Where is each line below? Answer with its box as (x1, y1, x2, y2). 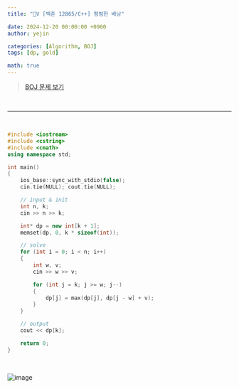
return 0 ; (20, 339, 50, 347)
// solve (20, 242, 46, 249)
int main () (7, 164, 40, 171)
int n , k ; (20, 203, 50, 210)
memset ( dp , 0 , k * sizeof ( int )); (20, 229, 119, 236)
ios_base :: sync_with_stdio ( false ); (20, 177, 126, 184)
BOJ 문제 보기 (24, 82, 65, 91)
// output (20, 321, 50, 328)
